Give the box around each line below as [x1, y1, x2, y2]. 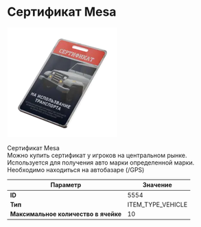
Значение [143, 181, 173, 189]
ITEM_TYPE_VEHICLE [127, 200, 188, 208]
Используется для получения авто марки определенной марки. [7, 158, 195, 167]
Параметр [50, 181, 82, 189]
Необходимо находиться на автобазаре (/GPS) [7, 165, 145, 174]
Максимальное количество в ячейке [10, 210, 122, 218]
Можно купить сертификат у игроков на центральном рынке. [7, 151, 187, 159]
